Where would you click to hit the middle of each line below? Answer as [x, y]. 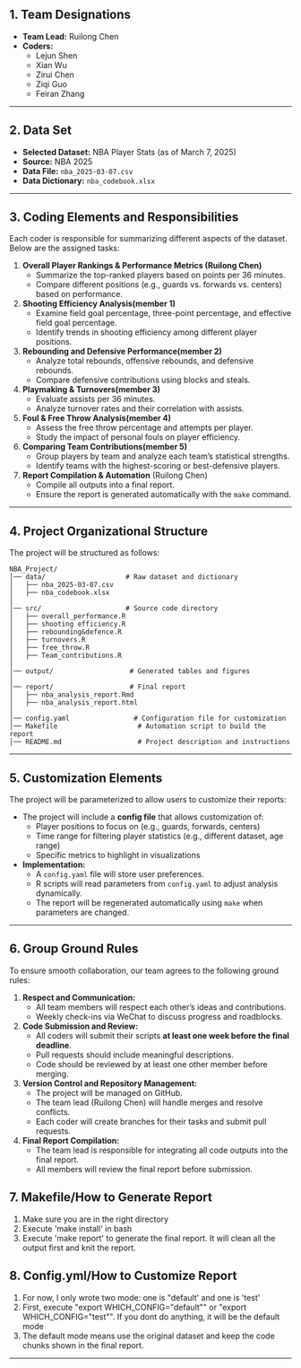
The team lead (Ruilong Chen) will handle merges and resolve [149, 1102]
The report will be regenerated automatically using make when [149, 903]
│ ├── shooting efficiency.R [68, 624]
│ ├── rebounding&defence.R [66, 632]
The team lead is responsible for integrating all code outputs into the [162, 1150]
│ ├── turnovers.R [48, 640]
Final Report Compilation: [71, 1140]
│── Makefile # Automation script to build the [138, 726]
